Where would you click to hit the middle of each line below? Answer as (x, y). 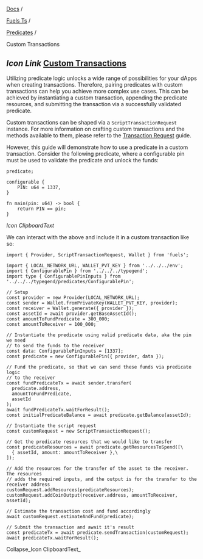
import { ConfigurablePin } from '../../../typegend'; (77, 271)
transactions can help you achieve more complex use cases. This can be (97, 91)
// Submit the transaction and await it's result (71, 527)
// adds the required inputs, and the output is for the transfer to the (102, 479)
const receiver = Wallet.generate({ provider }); (71, 308)
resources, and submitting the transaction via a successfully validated (94, 104)
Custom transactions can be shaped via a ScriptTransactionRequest (92, 122)
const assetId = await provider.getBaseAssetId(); (72, 314)
